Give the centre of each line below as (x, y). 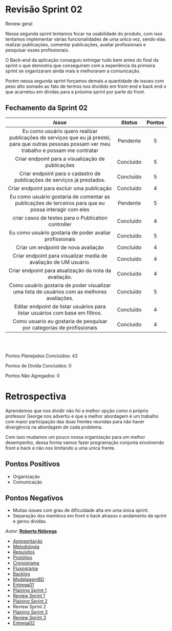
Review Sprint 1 (29, 596)
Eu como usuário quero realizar (60, 131)
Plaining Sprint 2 (30, 601)
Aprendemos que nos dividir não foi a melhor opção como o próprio (77, 411)
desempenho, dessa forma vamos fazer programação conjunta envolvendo (85, 442)
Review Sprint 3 (29, 618)
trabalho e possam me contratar (60, 150)
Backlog (21, 574)
